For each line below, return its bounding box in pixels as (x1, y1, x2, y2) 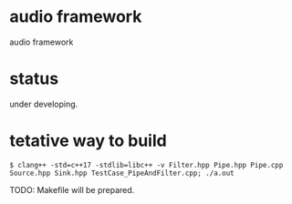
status (9, 68, 59, 89)
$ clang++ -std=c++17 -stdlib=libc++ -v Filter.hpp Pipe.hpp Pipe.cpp (9, 160, 284, 169)
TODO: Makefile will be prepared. (9, 184, 135, 195)
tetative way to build (9, 130, 167, 151)
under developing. (9, 98, 78, 109)
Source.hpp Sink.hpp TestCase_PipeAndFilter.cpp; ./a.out (9, 168, 235, 178)
